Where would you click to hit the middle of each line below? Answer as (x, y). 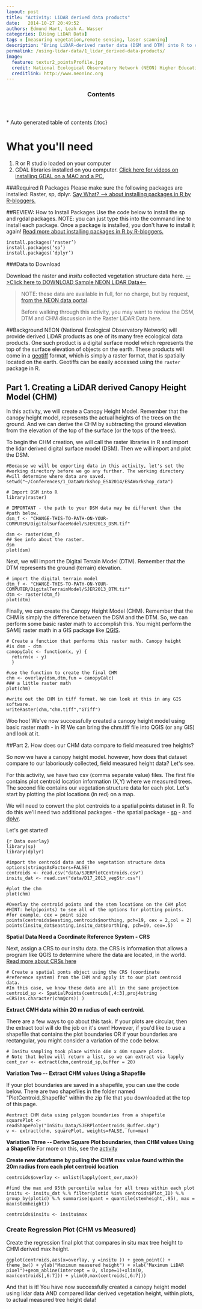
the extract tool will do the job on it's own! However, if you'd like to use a (96, 1027)
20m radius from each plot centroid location (63, 1166)
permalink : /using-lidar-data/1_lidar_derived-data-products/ (86, 51)
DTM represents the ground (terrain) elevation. (64, 568)
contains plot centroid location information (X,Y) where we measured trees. (99, 781)
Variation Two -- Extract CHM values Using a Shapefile (76, 1073)
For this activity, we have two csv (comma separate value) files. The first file (101, 775)
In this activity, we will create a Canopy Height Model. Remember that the (97, 411)
